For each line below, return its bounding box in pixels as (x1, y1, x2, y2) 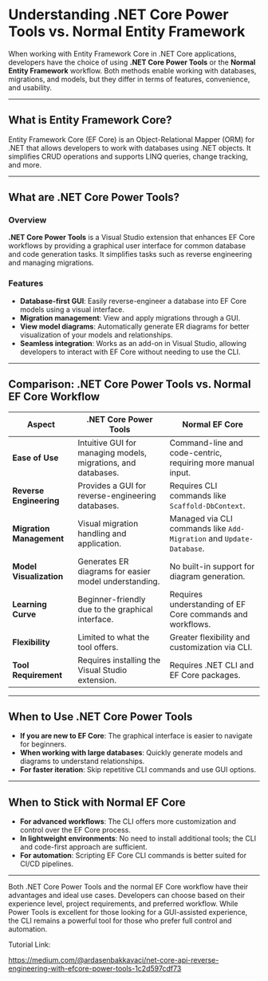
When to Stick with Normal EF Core (8, 795, 186, 809)
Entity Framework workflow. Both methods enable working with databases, (8, 65, 257, 75)
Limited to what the (77, 632, 150, 643)
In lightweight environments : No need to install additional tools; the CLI (19, 833, 257, 843)
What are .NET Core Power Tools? (8, 191, 180, 204)
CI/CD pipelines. (19, 859, 74, 869)
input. (169, 467, 191, 478)
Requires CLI (169, 480, 218, 491)
